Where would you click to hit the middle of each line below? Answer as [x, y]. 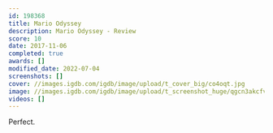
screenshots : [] [36, 76]
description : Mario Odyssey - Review [72, 31]
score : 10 [25, 39]
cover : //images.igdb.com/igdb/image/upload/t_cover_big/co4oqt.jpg [127, 84]
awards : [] [27, 62]
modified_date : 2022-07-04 [54, 69]
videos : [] [27, 99]
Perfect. [22, 122]
